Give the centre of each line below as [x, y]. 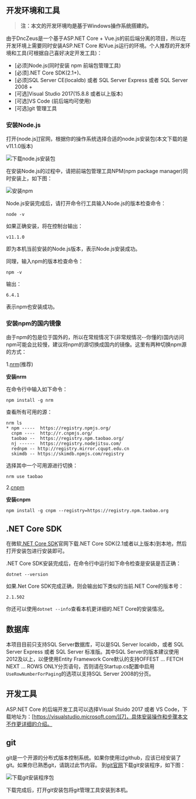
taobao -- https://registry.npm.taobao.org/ [68, 439]
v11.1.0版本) [20, 146]
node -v [16, 215]
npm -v [14, 272]
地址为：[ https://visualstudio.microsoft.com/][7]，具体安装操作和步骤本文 [99, 716]
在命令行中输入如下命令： [37, 390]
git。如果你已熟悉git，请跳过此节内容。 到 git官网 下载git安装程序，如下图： [96, 765]
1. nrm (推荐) [20, 364]
